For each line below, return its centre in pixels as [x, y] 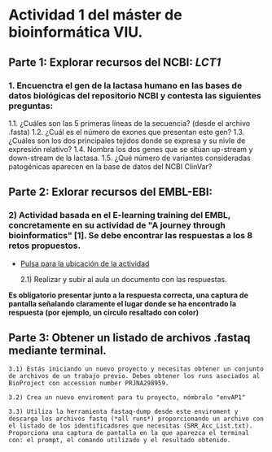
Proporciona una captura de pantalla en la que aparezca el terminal [129, 433]
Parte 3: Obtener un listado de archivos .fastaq [129, 338]
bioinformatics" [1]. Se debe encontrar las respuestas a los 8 [131, 236]
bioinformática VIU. [76, 32]
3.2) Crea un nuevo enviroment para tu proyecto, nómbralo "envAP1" [127, 398]
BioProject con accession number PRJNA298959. [89, 384]
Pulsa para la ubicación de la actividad [85, 263]
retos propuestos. [45, 246]
